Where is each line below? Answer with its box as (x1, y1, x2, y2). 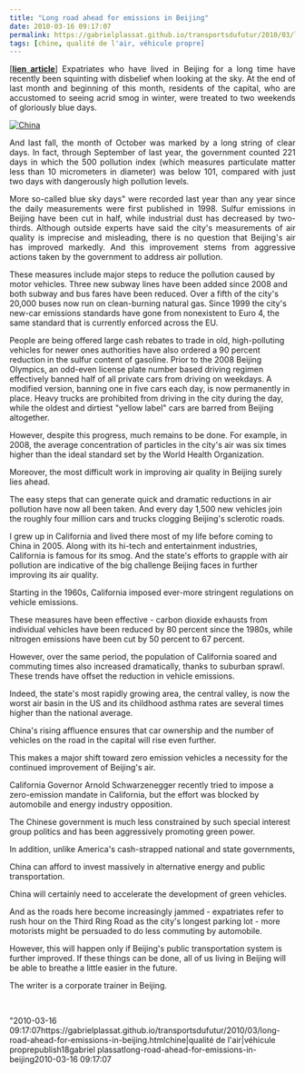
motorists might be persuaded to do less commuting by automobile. (9, 926, 263, 937)
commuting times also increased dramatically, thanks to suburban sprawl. (9, 661, 285, 672)
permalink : (9, 30, 51, 39)
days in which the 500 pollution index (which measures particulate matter (9, 156, 296, 168)
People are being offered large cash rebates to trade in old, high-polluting (9, 335, 285, 346)
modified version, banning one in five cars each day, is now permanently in (9, 383, 290, 394)
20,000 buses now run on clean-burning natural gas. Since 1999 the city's (9, 298, 288, 309)
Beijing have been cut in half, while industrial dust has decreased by (9, 213, 275, 224)
